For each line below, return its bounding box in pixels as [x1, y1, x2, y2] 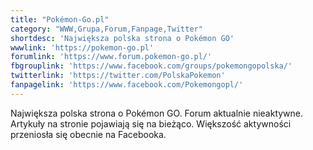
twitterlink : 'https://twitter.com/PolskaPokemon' [10, 71, 226, 81]
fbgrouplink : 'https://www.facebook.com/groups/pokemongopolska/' [10, 61, 293, 71]
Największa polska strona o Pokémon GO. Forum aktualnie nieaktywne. [10, 107, 304, 119]
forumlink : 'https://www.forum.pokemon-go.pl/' [10, 52, 213, 62]
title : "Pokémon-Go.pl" [10, 14, 110, 25]
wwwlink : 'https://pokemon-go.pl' [10, 42, 155, 53]
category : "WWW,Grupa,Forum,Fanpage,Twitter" [10, 24, 203, 34]
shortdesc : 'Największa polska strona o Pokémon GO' [10, 33, 235, 43]
